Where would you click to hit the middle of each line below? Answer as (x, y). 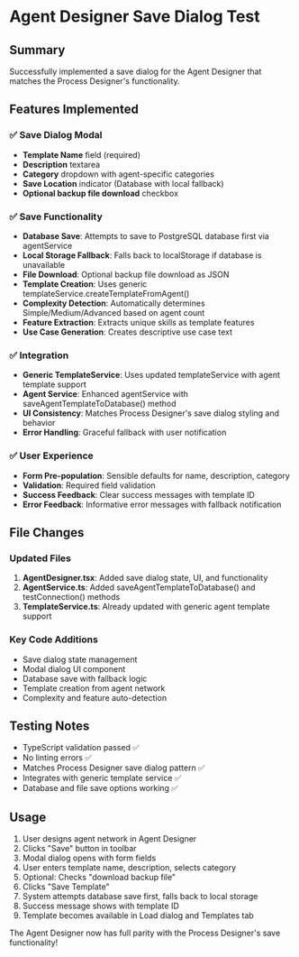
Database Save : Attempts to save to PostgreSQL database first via (146, 235)
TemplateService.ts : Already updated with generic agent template (146, 607)
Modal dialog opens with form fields (89, 858)
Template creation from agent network (94, 688)
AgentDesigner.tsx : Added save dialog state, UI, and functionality (145, 578)
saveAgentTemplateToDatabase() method (99, 404)
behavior (39, 423)
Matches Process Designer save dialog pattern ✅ (113, 768)
